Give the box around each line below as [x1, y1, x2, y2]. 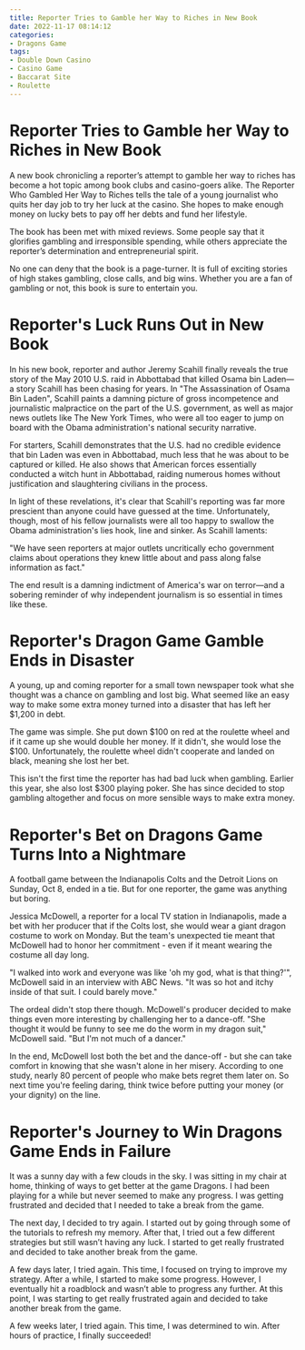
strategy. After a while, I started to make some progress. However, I [9, 1274, 261, 1284]
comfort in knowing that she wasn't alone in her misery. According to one [9, 1061, 284, 1071]
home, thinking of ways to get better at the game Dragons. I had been [9, 1181, 270, 1192]
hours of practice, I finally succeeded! [9, 1330, 152, 1341]
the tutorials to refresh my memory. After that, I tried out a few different [9, 1227, 275, 1238]
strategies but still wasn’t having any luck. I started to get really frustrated [9, 1237, 284, 1248]
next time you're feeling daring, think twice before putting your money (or [9, 1080, 284, 1091]
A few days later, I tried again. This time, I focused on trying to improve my [9, 1264, 288, 1275]
